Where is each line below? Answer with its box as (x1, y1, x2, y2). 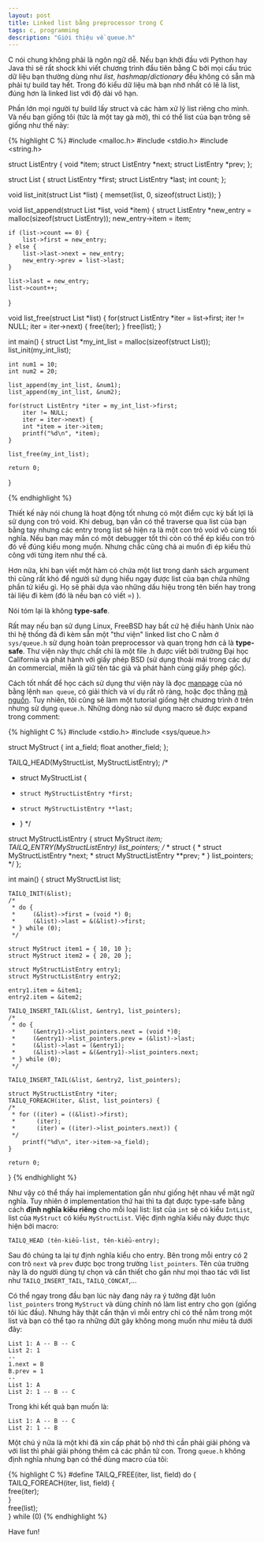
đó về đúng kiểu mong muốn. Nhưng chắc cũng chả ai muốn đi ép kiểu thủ (8, 542, 251, 552)
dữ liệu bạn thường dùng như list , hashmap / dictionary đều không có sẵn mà (8, 72, 255, 81)
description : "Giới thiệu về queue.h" (8, 33, 136, 42)
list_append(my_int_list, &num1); (8, 382, 122, 389)
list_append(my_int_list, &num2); (8, 388, 122, 397)
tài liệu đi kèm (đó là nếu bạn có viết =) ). (8, 591, 142, 600)
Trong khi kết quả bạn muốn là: (8, 1402, 109, 1411)
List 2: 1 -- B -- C (8, 1388, 76, 1396)
